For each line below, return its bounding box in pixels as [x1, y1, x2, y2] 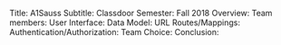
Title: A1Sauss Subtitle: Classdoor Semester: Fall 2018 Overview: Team [9, 8, 273, 18]
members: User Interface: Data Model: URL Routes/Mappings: [9, 17, 240, 28]
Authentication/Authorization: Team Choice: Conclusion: [9, 27, 219, 37]
